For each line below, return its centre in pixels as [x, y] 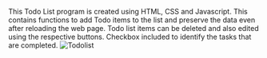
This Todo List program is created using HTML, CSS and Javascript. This [128, 12]
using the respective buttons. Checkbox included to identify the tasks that [130, 37]
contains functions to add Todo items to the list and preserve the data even [132, 20]
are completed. [33, 45]
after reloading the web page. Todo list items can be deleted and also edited [133, 28]
